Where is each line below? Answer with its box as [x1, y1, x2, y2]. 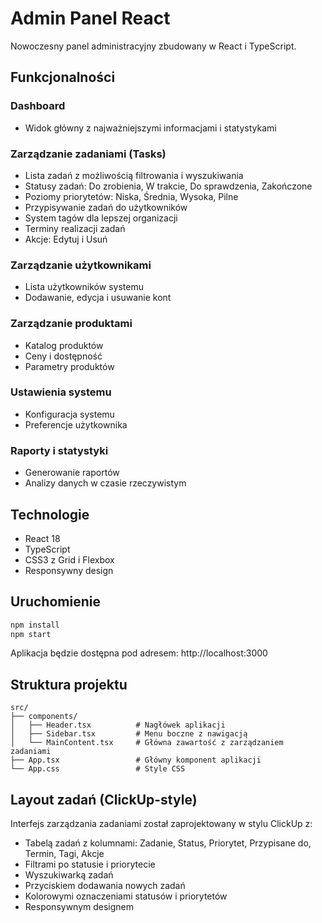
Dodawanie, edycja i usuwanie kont [24, 292, 172, 304]
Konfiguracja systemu [24, 408, 115, 420]
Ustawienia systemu [10, 385, 112, 399]
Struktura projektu [10, 676, 128, 693]
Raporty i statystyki [10, 443, 109, 457]
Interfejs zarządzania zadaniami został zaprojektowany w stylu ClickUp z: [10, 818, 313, 830]
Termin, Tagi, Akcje [24, 848, 105, 860]
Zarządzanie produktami [10, 317, 133, 331]
